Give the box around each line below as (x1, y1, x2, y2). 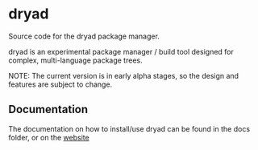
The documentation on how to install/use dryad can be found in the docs (8, 124, 251, 133)
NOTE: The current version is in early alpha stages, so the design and (8, 71, 239, 80)
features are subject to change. (8, 79, 113, 89)
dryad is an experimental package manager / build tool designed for (8, 47, 234, 56)
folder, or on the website (8, 132, 90, 142)
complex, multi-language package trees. (8, 55, 143, 65)
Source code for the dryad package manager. (8, 31, 160, 41)
